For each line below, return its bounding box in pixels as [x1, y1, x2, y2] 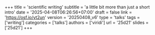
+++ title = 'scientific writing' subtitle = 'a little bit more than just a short [4, 4, 150, 10]
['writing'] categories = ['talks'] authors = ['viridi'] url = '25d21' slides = [4, 19, 149, 25]
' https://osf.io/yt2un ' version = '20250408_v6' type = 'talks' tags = [4, 15, 140, 20]
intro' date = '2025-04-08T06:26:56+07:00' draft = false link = [4, 9, 132, 15]
